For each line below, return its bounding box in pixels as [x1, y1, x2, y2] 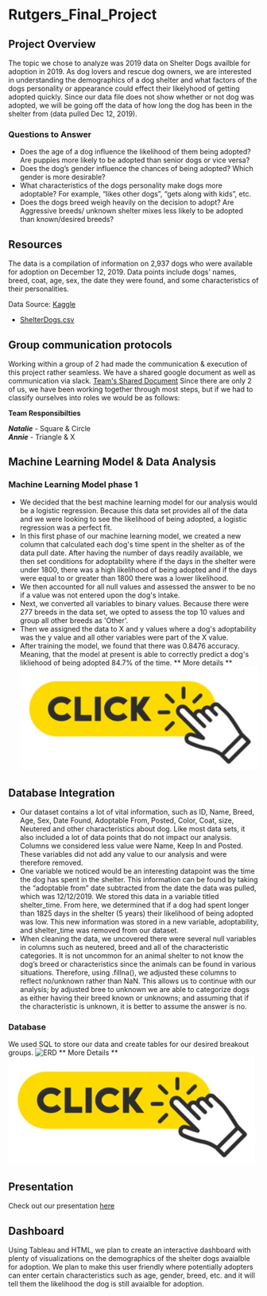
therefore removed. [19, 858, 83, 868]
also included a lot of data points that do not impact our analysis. [19, 833, 232, 843]
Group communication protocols [8, 338, 172, 352]
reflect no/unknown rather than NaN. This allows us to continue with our [19, 976, 257, 986]
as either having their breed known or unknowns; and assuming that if [19, 993, 249, 1003]
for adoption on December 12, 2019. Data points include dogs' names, [8, 267, 237, 277]
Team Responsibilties [8, 408, 81, 418]
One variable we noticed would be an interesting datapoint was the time [19, 866, 256, 876]
